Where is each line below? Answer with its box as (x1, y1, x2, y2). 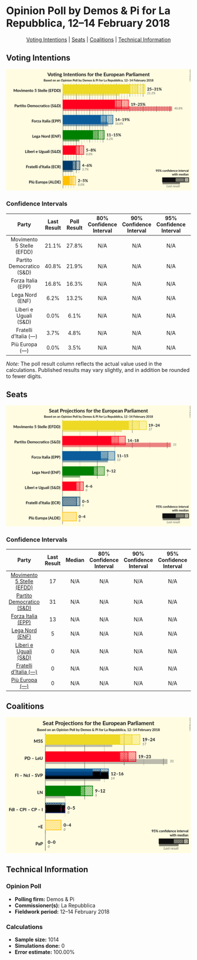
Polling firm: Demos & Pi (14, 895, 74, 902)
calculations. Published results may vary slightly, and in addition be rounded (6, 366, 190, 373)
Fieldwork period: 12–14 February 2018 (14, 908, 110, 915)
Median (65, 556, 85, 564)
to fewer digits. (6, 373, 42, 380)
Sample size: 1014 (14, 936, 59, 943)
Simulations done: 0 (14, 942, 65, 949)
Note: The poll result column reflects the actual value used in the (6, 360, 162, 367)
